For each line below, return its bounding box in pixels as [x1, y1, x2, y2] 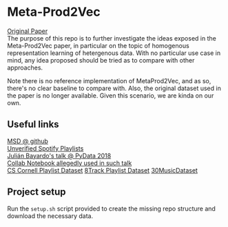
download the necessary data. [7, 211, 94, 220]
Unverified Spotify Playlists [7, 144, 84, 152]
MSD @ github [7, 137, 48, 145]
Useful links [7, 118, 60, 131]
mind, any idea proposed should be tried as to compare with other [7, 56, 195, 64]
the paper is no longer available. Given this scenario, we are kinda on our [7, 91, 214, 100]
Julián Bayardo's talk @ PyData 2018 [7, 151, 112, 160]
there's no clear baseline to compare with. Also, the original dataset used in [7, 84, 222, 92]
